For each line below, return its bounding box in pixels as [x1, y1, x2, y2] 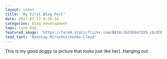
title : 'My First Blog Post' [5, 12, 66, 17]
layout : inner [5, 7, 35, 12]
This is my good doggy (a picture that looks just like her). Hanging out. [5, 48, 149, 54]
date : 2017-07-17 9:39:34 [5, 16, 59, 21]
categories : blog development [5, 21, 68, 26]
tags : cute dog [5, 26, 37, 30]
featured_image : [5, 30, 39, 35]
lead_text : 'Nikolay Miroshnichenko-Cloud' [5, 35, 97, 40]
